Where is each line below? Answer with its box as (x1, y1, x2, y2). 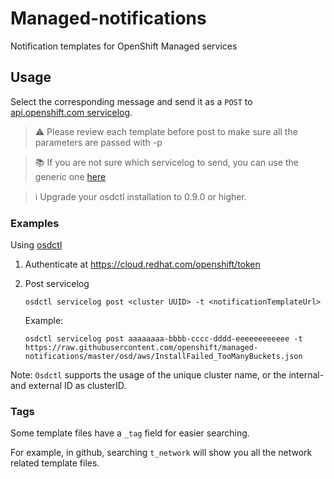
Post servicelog (24, 278, 90, 290)
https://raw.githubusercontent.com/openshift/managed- (24, 343, 259, 353)
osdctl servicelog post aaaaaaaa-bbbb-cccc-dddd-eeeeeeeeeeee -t (24, 334, 303, 344)
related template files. (10, 457, 100, 469)
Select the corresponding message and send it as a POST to (10, 95, 253, 107)
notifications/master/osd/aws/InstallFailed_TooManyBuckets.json (24, 352, 303, 362)
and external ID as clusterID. (10, 380, 127, 392)
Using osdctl (10, 239, 63, 251)
